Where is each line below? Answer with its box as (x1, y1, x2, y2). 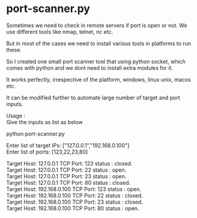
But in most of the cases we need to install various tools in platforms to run (6, 40, 191, 47)
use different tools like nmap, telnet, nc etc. (6, 28, 114, 35)
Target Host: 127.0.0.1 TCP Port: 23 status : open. (6, 172, 127, 179)
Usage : (6, 112, 26, 119)
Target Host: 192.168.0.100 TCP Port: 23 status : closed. (6, 198, 143, 205)
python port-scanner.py (6, 130, 65, 137)
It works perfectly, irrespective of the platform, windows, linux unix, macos (6, 76, 191, 83)
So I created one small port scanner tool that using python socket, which (6, 58, 186, 65)
